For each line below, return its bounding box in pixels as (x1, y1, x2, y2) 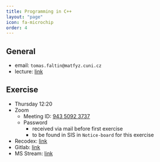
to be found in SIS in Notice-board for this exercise (32, 131, 154, 138)
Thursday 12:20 (14, 100, 53, 107)
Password (23, 119, 48, 126)
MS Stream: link (14, 150, 53, 157)
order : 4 (6, 24, 28, 31)
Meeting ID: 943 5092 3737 (23, 112, 90, 119)
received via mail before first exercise (32, 125, 123, 132)
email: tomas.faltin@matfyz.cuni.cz (14, 62, 102, 69)
